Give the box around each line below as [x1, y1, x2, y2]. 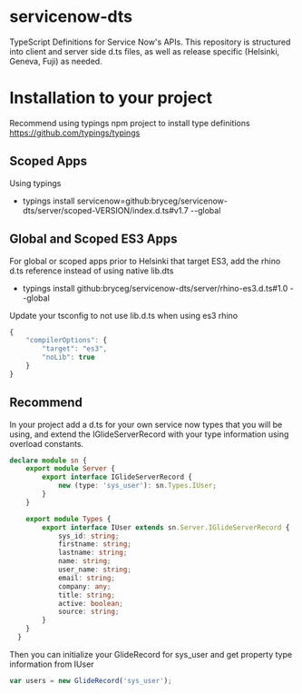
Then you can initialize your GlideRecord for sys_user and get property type [9, 649, 293, 659]
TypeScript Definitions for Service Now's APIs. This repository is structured [9, 36, 291, 47]
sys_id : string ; [57, 531, 120, 540]
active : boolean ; [57, 599, 124, 608]
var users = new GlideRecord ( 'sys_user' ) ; [9, 676, 172, 685]
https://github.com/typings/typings [9, 127, 141, 138]
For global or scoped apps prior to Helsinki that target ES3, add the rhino [9, 255, 281, 266]
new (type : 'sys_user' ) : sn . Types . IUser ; [57, 481, 218, 491]
